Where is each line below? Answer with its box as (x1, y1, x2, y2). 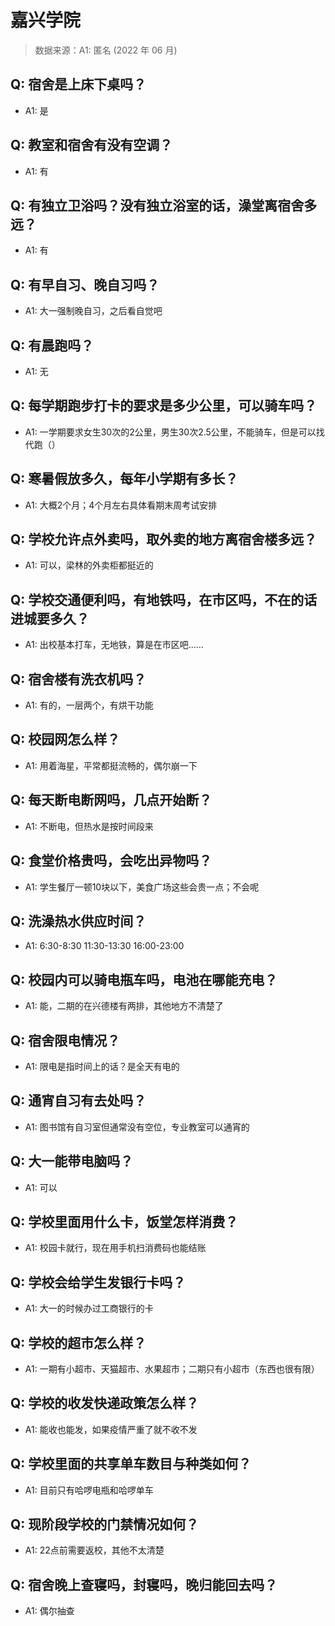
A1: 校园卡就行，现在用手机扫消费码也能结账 (24, 1242, 207, 1254)
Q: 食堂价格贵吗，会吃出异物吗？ (10, 852, 213, 870)
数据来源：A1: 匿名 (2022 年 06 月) (34, 44, 178, 56)
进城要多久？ (10, 610, 90, 627)
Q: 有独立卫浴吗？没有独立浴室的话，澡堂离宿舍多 (10, 197, 318, 214)
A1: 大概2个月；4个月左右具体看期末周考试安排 (24, 499, 218, 511)
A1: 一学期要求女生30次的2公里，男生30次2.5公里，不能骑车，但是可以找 (24, 426, 325, 438)
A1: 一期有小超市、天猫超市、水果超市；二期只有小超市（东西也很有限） (24, 1363, 320, 1375)
